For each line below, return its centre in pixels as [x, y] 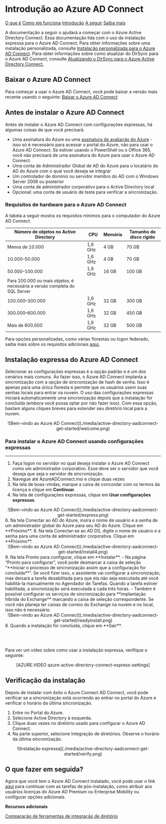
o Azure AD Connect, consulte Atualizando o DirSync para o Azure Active [80, 59]
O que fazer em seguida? [44, 769]
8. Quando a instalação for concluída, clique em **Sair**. [63, 625]
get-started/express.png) [83, 515]
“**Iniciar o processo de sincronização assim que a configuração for [76, 567]
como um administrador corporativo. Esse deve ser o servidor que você [85, 468]
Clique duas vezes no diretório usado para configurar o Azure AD [79, 723]
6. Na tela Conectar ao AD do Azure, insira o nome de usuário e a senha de [82, 520]
